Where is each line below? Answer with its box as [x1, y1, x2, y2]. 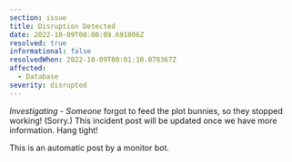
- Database [17, 72, 59, 81]
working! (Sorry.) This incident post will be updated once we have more [9, 115, 277, 126]
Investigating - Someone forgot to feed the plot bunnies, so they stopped [9, 105, 284, 116]
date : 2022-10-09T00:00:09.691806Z [9, 30, 145, 39]
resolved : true [9, 38, 67, 48]
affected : [9, 64, 47, 73]
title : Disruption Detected [9, 22, 116, 31]
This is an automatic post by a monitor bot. [9, 142, 170, 153]
